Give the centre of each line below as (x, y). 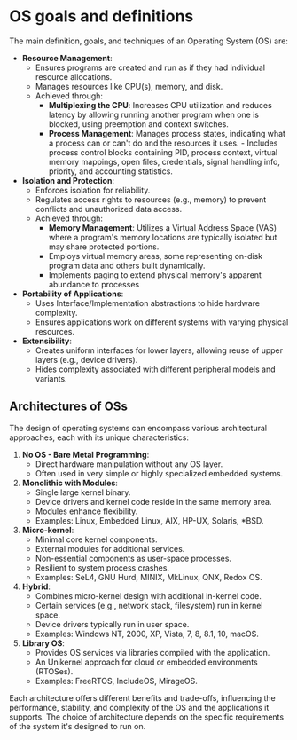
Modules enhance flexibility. (86, 511)
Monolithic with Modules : (70, 483)
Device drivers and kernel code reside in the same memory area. (153, 501)
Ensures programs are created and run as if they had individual (150, 67)
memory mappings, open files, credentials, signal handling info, (164, 161)
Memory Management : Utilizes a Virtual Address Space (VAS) (163, 227)
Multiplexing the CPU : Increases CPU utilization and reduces (160, 105)
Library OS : (43, 643)
